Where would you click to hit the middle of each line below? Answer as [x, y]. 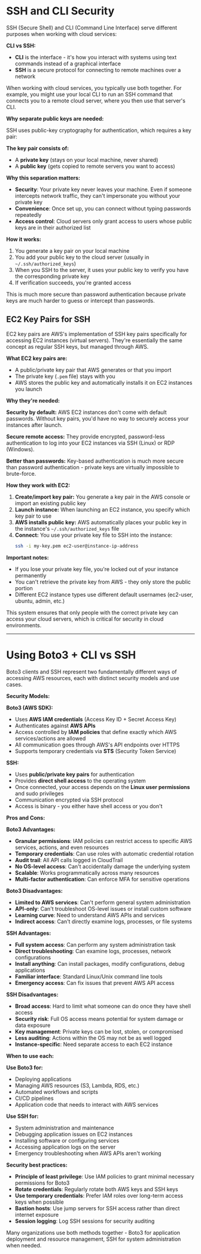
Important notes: [28, 557]
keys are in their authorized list [53, 227]
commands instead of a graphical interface [68, 64]
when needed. [24, 1245]
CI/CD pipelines [34, 1098]
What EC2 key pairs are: [37, 358]
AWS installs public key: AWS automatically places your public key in [100, 522]
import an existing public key [50, 503]
